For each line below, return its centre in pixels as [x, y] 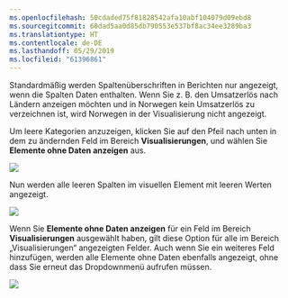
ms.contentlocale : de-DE [56, 43]
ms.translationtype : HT [54, 34]
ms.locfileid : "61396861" [58, 59]
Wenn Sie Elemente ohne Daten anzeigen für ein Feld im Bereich [130, 229]
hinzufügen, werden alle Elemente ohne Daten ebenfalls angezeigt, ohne [144, 257]
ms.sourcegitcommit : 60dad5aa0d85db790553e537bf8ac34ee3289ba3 [130, 26]
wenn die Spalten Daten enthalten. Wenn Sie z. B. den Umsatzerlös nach [144, 95]
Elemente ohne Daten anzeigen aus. [78, 150]
